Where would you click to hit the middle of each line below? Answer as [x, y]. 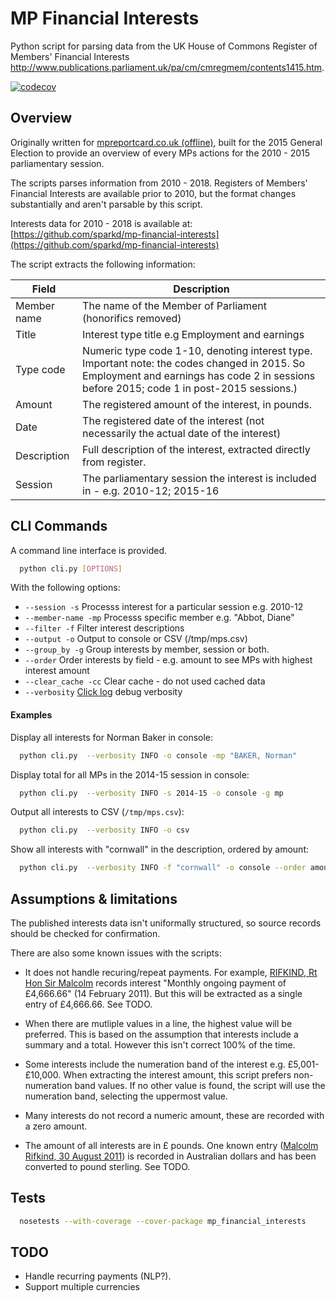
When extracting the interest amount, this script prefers [177, 1074]
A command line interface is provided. [89, 550]
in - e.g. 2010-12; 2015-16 [151, 490]
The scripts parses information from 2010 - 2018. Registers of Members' [159, 183]
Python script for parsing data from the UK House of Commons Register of [164, 46]
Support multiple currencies [82, 1287]
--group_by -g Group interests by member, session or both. [147, 649]
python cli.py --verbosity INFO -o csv [104, 830]
